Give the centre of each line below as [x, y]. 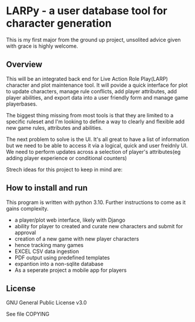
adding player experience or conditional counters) [67, 158]
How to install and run [47, 188]
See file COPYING [28, 314]
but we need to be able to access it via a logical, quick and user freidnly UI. [97, 145]
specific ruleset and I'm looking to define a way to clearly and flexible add [95, 121]
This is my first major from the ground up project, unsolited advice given [93, 40]
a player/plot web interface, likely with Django [70, 220]
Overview [24, 65]
